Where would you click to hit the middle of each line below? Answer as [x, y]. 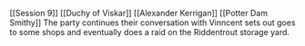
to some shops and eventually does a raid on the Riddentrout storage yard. [149, 32]
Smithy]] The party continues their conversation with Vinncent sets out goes [152, 23]
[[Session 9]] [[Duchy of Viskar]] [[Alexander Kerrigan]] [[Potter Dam [139, 13]
